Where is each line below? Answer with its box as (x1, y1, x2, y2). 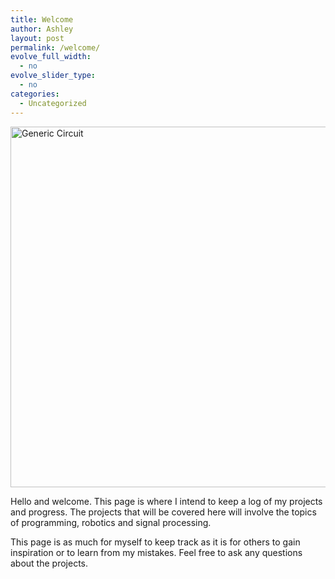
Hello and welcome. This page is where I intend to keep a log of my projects (10, 495, 323, 507)
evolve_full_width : (10, 52, 92, 62)
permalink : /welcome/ (10, 42, 101, 53)
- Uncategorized (19, 98, 87, 108)
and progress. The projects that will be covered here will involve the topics (10, 506, 317, 518)
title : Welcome (10, 14, 74, 25)
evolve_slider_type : (10, 71, 97, 81)
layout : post (10, 33, 65, 43)
